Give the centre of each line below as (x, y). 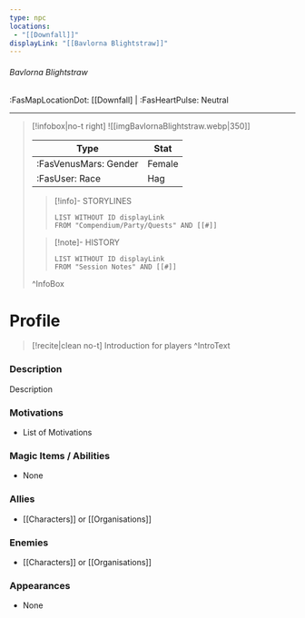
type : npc (28, 18)
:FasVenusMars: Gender (87, 164)
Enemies (29, 543)
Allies (22, 499)
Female (163, 164)
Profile (35, 321)
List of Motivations (57, 432)
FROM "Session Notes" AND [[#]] (115, 267)
